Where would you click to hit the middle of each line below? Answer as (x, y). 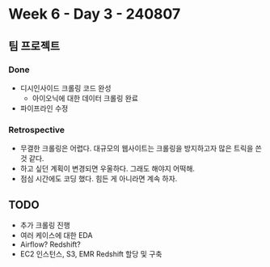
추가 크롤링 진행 (45, 225)
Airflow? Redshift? (50, 244)
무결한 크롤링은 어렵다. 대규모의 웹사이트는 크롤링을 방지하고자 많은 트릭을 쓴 (141, 148)
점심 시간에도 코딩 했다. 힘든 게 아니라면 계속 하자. (99, 179)
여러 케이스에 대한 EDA (56, 235)
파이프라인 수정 (44, 108)
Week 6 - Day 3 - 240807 (95, 14)
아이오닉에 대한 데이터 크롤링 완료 (85, 98)
